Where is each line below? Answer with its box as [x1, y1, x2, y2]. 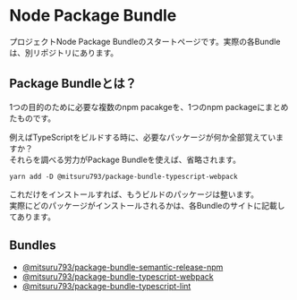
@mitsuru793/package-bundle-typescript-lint [21, 280, 191, 291]
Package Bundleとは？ [9, 76, 137, 91]
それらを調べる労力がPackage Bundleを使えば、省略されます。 [9, 154, 242, 165]
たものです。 [9, 113, 56, 124]
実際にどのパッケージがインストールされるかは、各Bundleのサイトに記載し [9, 200, 285, 210]
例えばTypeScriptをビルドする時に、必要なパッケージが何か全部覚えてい [9, 132, 276, 142]
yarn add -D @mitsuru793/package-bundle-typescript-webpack [9, 172, 239, 181]
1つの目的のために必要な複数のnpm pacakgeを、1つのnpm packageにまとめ [9, 101, 289, 112]
